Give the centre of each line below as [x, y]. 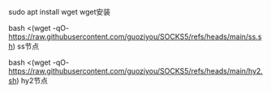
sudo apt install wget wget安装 [60, 12]
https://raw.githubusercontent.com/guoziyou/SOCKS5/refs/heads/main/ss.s [135, 36]
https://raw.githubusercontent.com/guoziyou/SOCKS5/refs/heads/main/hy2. [136, 71]
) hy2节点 [32, 80]
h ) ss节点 [24, 46]
